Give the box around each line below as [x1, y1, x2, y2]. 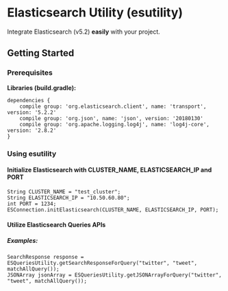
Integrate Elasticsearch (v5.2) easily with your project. [7, 27, 161, 36]
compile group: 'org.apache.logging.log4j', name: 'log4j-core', [19, 121, 210, 128]
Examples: [7, 236, 38, 244]
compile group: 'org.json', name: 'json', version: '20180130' [19, 115, 204, 121]
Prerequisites [7, 68, 53, 78]
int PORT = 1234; [7, 200, 57, 207]
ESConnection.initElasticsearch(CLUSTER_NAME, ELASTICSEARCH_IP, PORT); [7, 206, 219, 213]
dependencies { [7, 97, 51, 104]
